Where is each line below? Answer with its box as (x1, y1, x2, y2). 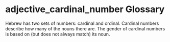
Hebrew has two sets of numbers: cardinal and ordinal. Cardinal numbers (5, 20, 159, 26)
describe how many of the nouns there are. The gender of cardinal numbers (5, 25, 165, 31)
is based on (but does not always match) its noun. (5, 31, 110, 37)
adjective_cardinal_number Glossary (5, 4, 165, 15)
